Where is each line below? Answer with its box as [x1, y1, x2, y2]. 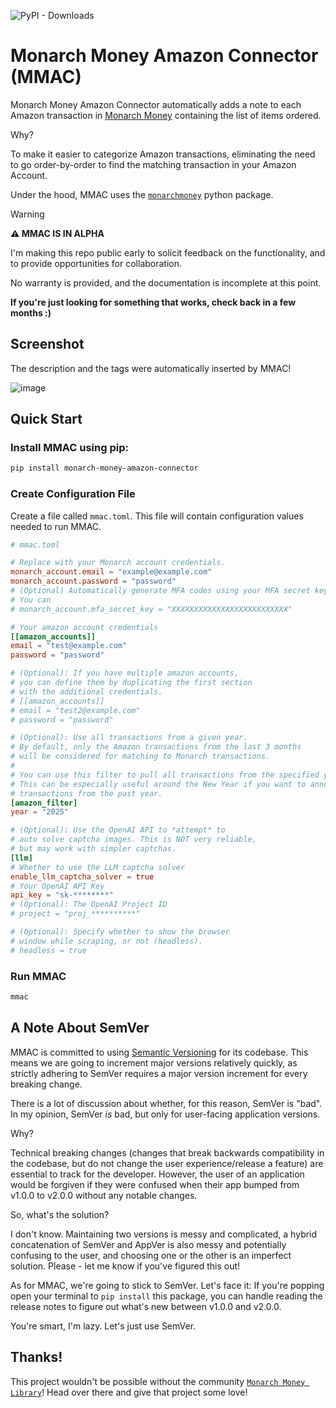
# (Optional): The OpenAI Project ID [10, 900, 168, 910]
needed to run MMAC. [10, 520, 102, 532]
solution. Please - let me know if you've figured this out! [10, 1260, 241, 1272]
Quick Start [10, 411, 83, 428]
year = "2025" [10, 807, 70, 817]
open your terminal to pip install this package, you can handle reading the [10, 1290, 323, 1302]
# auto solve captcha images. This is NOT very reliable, [10, 835, 257, 845]
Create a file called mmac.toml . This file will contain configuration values [10, 510, 304, 522]
